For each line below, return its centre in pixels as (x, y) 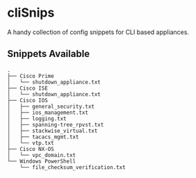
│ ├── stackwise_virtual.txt (52, 131)
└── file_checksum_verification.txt (73, 167)
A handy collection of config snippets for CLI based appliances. (98, 32)
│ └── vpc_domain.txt (42, 155)
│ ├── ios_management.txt (48, 113)
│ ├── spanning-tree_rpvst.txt (56, 124)
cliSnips (31, 13)
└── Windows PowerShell (42, 161)
